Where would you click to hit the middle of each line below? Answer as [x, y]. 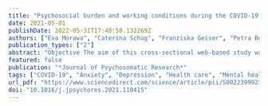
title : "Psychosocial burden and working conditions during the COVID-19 [134, 16]
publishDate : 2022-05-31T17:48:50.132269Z [80, 30]
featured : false [35, 61]
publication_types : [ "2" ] [51, 45]
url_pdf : [23, 82]
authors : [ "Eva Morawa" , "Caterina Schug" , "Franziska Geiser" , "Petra [130, 38]
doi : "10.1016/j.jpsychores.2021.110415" [78, 90]
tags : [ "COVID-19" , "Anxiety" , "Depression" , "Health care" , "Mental [126, 75]
